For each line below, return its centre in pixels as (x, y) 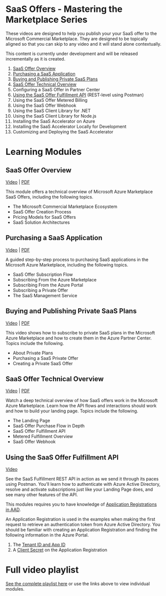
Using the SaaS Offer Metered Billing (50, 100)
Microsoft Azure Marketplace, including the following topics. (67, 265)
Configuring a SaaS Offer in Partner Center (56, 89)
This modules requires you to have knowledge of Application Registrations (81, 504)
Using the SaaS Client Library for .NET (52, 111)
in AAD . (13, 510)
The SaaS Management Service (45, 295)
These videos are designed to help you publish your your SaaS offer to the (81, 33)
